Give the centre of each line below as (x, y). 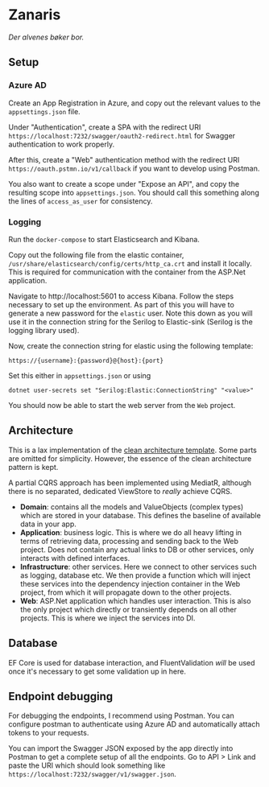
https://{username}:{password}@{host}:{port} (86, 361)
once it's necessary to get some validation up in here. (97, 671)
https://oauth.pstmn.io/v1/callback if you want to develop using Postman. (134, 168)
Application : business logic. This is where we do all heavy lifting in (131, 532)
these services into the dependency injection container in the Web (130, 583)
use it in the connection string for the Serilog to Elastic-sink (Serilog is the (131, 321)
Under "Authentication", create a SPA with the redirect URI (105, 127)
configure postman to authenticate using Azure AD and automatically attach (134, 724)
